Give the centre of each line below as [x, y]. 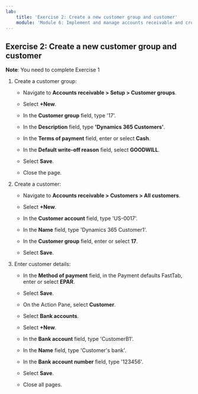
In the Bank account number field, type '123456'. [83, 362]
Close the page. [42, 173]
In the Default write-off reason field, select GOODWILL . [91, 150]
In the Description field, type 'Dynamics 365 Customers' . [94, 127]
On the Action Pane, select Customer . [69, 305]
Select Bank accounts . [51, 316]
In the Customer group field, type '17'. [69, 116]
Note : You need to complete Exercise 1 [53, 70]
